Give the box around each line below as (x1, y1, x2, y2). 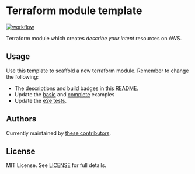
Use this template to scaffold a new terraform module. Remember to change (6, 67, 189, 74)
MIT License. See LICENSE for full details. (6, 162, 107, 169)
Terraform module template (6, 4, 142, 18)
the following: (6, 73, 39, 80)
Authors (6, 114, 37, 124)
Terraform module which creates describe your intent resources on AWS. (6, 34, 182, 41)
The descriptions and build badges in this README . (14, 85, 139, 92)
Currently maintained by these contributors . (6, 130, 111, 137)
